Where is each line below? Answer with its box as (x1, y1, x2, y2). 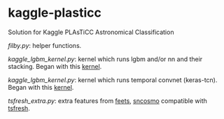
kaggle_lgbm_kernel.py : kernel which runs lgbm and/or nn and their (8, 54, 203, 63)
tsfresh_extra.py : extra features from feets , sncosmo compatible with (8, 96, 207, 105)
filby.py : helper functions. (8, 41, 82, 49)
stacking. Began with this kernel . (8, 62, 102, 70)
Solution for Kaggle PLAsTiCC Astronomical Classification (8, 28, 174, 36)
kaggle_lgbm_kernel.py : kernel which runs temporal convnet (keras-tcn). (8, 75, 218, 84)
